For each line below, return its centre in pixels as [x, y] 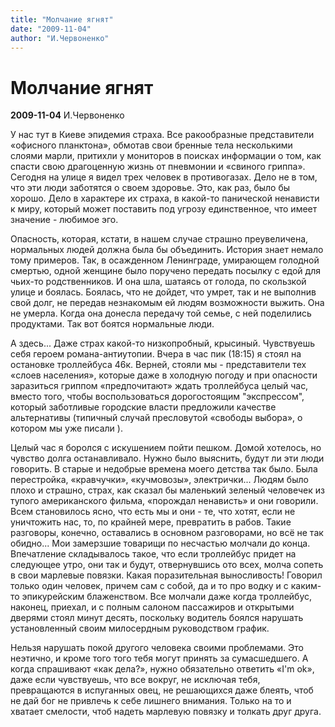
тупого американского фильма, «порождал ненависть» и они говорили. [164, 501]
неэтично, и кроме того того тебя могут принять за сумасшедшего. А [159, 658]
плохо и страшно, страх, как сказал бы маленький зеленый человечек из [167, 490]
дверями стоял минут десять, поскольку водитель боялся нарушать [157, 618]
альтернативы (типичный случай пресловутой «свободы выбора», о [156, 418]
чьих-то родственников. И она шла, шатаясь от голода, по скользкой [158, 282]
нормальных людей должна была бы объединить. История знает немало [167, 250]
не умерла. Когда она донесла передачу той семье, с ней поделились [161, 313]
